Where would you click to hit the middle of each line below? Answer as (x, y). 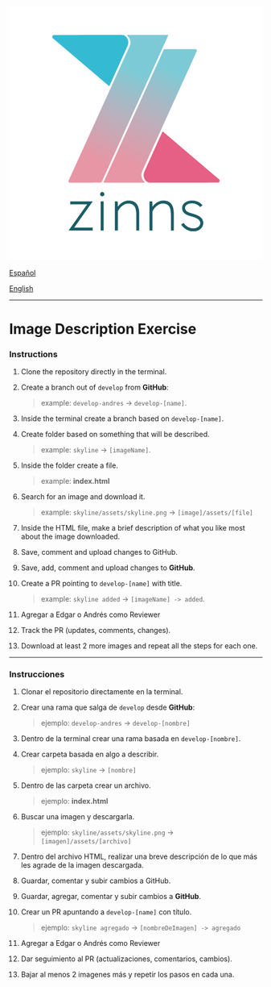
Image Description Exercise (103, 329)
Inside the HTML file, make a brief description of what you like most (133, 527)
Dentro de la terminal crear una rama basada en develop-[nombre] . (131, 739)
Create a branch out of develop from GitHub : (94, 387)
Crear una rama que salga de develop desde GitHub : (108, 707)
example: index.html (75, 481)
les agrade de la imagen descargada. (82, 865)
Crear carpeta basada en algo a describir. (90, 754)
